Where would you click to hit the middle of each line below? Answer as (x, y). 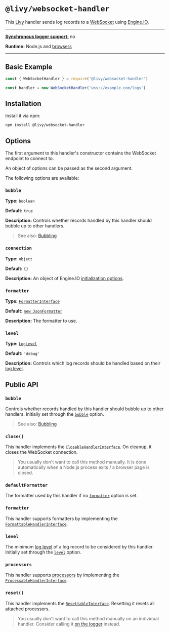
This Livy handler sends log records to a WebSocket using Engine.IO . (77, 22)
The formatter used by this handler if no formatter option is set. (72, 496)
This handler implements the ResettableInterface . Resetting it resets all (80, 603)
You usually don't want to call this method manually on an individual (88, 618)
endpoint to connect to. (30, 158)
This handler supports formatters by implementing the (61, 519)
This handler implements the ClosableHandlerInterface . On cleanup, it (78, 447)
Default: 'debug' (23, 353)
